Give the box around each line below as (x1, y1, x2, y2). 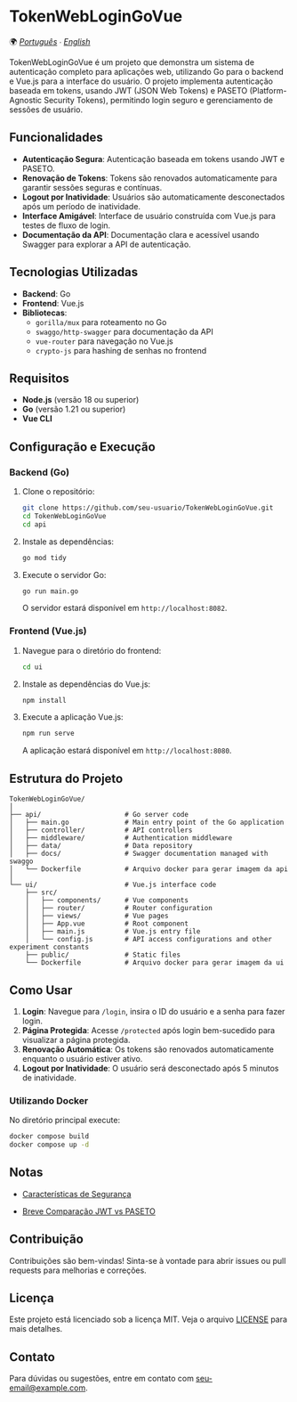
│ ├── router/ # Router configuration (25, 904, 213, 913)
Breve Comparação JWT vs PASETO (21, 1205, 156, 1217)
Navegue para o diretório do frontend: (21, 645, 162, 656)
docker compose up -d (9, 1140, 90, 1150)
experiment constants (9, 942, 90, 952)
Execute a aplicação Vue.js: (21, 712, 124, 722)
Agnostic (9, 94, 43, 105)
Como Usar (9, 982, 73, 998)
